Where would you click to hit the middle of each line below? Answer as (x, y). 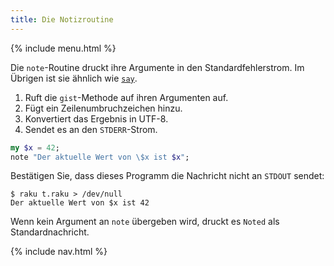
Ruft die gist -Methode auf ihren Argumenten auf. (126, 97)
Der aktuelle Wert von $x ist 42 (80, 203)
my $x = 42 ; (35, 147)
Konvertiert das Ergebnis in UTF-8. (96, 118)
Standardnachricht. (50, 232)
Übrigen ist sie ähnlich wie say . (74, 78)
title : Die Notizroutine (62, 19)
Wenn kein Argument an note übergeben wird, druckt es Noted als (145, 222)
